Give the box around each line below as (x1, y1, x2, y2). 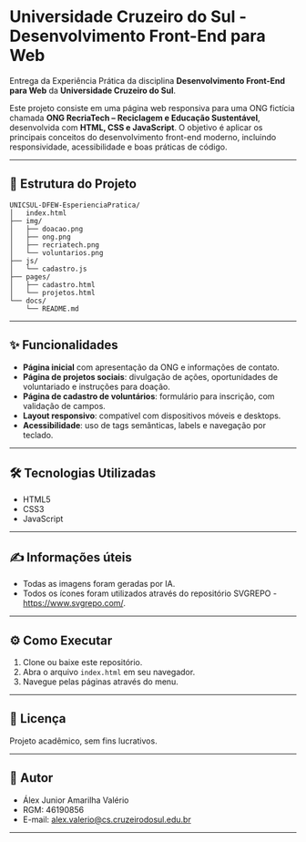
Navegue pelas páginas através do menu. (22, 676, 179, 687)
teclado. (22, 429, 54, 440)
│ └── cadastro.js (9, 264, 88, 273)
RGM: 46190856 (22, 804, 85, 815)
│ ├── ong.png (9, 232, 71, 241)
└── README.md (25, 303, 79, 313)
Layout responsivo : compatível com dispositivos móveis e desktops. (22, 410, 281, 421)
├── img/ (9, 216, 43, 225)
